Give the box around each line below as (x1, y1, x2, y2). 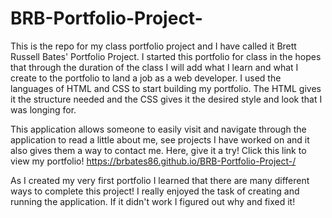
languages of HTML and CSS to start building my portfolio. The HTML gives (10, 82, 322, 94)
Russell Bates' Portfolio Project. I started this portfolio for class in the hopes (10, 50, 322, 62)
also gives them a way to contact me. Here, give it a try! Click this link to (10, 144, 307, 156)
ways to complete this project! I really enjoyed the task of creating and (10, 185, 300, 197)
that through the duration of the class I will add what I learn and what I (10, 61, 299, 73)
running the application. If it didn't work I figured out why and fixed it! (10, 195, 296, 207)
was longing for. (10, 103, 77, 116)
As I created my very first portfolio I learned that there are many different (10, 174, 310, 186)
